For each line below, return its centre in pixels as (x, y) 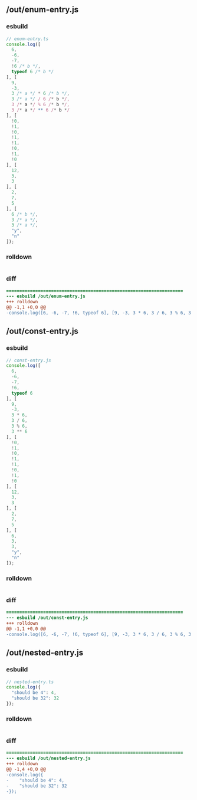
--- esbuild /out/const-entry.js (47, 618)
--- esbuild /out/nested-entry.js (49, 758)
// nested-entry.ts (30, 682)
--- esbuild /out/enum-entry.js (46, 296)
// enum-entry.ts (27, 39)
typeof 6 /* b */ (33, 71)
